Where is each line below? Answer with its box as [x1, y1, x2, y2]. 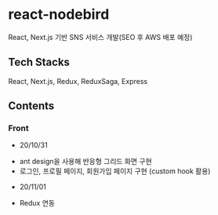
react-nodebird [8, 5, 110, 24]
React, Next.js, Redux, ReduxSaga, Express [8, 76, 147, 86]
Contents [8, 100, 55, 113]
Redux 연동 [19, 199, 55, 208]
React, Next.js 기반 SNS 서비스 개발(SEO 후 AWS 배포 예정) [8, 32, 193, 42]
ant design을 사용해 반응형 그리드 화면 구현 [19, 157, 152, 166]
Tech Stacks [8, 56, 71, 69]
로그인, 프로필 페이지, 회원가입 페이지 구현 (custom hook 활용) [19, 166, 211, 176]
